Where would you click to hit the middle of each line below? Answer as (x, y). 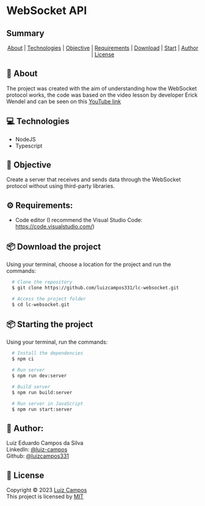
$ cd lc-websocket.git (41, 304)
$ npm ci (23, 359)
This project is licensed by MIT (45, 497)
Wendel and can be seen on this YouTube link (64, 101)
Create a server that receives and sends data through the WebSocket (94, 180)
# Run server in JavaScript (48, 404)
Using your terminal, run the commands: (57, 342)
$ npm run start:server (42, 409)
